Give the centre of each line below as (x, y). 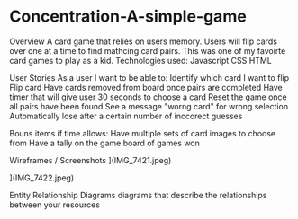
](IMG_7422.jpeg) (42, 178)
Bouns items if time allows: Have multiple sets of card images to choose (143, 133)
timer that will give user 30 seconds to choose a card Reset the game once (148, 97)
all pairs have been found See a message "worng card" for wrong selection (149, 106)
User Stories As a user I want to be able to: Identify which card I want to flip (149, 77)
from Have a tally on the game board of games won (105, 143)
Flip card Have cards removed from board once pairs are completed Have (146, 87)
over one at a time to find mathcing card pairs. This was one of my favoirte (148, 50)
